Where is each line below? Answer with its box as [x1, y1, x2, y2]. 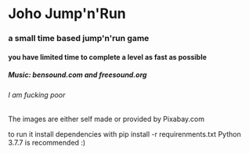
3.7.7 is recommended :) [8, 138, 86, 148]
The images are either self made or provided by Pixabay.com [8, 115, 205, 124]
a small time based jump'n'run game [8, 33, 150, 44]
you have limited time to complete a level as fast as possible [8, 52, 207, 61]
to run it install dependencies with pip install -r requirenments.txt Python [8, 130, 241, 139]
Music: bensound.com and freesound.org [8, 70, 147, 79]
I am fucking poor [8, 90, 66, 99]
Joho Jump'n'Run [8, 5, 127, 23]
